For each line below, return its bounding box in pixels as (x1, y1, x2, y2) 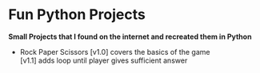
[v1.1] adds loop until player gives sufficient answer (19, 56, 188, 65)
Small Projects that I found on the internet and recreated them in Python (8, 32, 252, 41)
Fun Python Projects (8, 6, 146, 24)
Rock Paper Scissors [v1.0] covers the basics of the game (19, 47, 210, 56)
